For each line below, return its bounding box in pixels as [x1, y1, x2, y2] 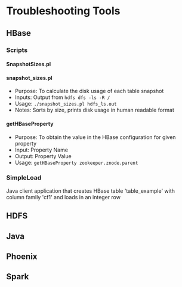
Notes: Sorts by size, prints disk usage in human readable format [14, 106, 175, 114]
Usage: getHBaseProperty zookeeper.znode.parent [14, 159, 138, 166]
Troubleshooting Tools [6, 4, 121, 18]
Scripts [6, 46, 28, 54]
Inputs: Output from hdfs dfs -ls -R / [14, 94, 110, 101]
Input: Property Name [14, 146, 69, 153]
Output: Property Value [14, 152, 72, 159]
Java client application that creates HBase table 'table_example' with [6, 187, 175, 195]
